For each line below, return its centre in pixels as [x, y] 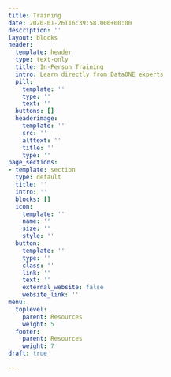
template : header [44, 52]
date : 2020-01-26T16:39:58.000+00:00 [70, 23]
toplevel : [31, 309]
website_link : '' [51, 295]
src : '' [35, 133]
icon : [24, 206]
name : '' [37, 221]
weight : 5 [39, 324]
